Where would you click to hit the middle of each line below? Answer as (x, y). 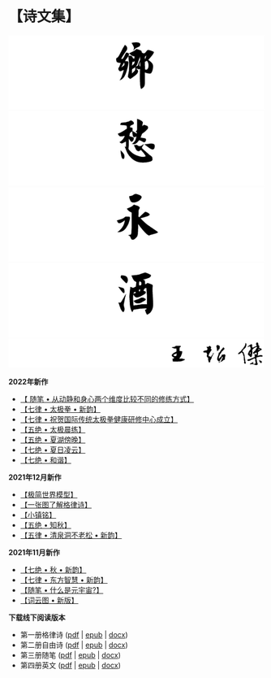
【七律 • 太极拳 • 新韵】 (60, 409)
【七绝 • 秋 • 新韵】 (53, 570)
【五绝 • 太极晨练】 (53, 430)
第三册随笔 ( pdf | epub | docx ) (71, 655)
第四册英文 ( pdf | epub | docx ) (71, 665)
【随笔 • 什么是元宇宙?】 (62, 590)
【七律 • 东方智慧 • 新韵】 (64, 580)
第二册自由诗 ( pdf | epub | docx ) (74, 645)
